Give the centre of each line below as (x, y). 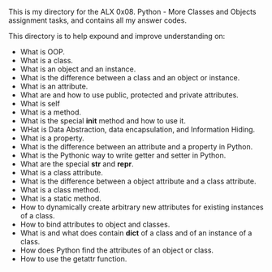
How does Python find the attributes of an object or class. (117, 250)
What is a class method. (60, 190)
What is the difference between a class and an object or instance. (130, 78)
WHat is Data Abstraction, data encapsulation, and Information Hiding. (138, 130)
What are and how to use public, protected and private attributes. (130, 95)
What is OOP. (42, 52)
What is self (40, 104)
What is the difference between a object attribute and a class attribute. (138, 181)
